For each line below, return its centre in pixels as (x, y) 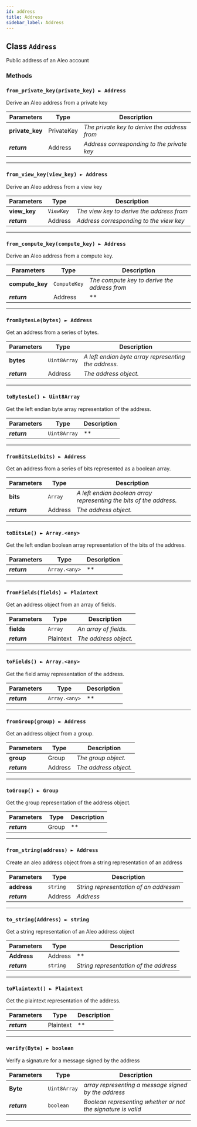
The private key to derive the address (135, 127)
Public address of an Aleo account (47, 61)
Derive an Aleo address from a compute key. (60, 256)
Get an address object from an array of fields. (61, 605)
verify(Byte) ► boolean (40, 1048)
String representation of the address (127, 965)
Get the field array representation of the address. (65, 674)
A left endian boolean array (114, 493)
